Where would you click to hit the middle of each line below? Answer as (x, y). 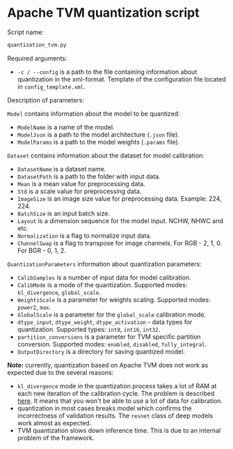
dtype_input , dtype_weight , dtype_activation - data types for (105, 321)
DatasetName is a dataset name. (62, 169)
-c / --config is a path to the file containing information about (107, 72)
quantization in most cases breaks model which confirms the (105, 408)
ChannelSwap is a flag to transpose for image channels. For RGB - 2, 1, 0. (120, 243)
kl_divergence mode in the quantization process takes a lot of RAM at (117, 386)
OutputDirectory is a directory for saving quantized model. (101, 351)
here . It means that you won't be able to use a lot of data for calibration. (120, 401)
